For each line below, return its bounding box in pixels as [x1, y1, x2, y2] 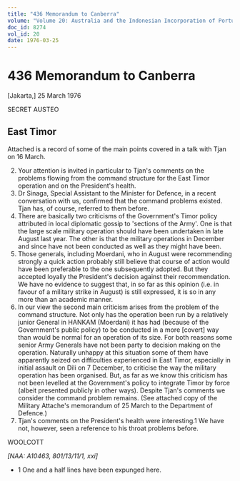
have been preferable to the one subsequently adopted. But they [17, 265, 209, 273]
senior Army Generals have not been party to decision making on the [17, 340, 221, 349]
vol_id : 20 [7, 30, 40, 38]
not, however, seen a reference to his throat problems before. [17, 424, 199, 432]
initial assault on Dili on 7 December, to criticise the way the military [17, 363, 216, 372]
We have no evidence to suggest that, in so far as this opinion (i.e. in [17, 280, 219, 288]
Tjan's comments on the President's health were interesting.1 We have [17, 416, 224, 425]
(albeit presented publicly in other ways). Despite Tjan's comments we [17, 386, 226, 395]
